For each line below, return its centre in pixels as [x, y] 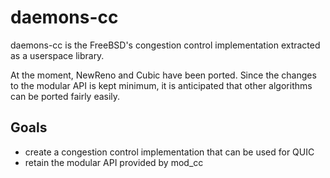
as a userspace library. [57, 55]
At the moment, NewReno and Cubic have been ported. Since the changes [163, 75]
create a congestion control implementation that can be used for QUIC [169, 152]
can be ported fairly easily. [65, 96]
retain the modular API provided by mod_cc [114, 162]
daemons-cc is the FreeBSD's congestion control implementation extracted [165, 45]
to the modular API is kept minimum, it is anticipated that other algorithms [161, 85]
